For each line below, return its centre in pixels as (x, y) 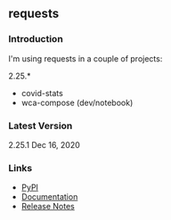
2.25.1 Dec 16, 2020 (45, 144)
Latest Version (41, 126)
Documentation (49, 197)
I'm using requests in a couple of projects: (85, 58)
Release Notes (48, 207)
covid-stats (42, 93)
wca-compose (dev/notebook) (77, 102)
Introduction (36, 39)
